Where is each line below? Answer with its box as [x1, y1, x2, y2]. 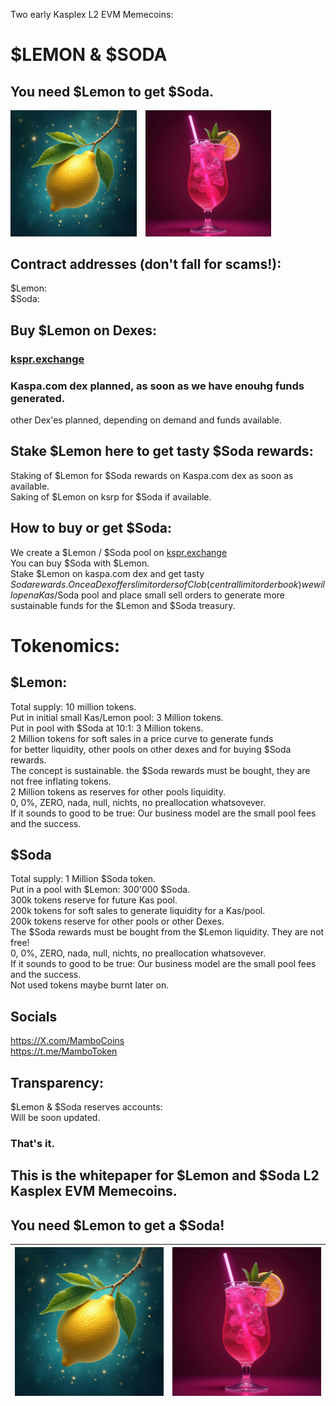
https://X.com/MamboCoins [10, 1035, 125, 1047]
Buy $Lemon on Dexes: [10, 322, 158, 339]
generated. [10, 391, 66, 405]
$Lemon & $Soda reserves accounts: [10, 1101, 163, 1113]
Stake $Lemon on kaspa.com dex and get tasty [10, 567, 205, 579]
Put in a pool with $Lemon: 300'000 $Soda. [10, 884, 191, 896]
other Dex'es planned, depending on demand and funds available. [10, 414, 282, 426]
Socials [10, 1008, 58, 1025]
